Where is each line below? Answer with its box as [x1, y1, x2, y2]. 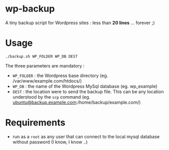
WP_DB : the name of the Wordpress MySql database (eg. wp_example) [12, 83, 158, 89]
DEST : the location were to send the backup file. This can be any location [12, 89, 164, 95]
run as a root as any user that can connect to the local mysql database [12, 133, 160, 139]
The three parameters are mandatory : [5, 62, 85, 68]
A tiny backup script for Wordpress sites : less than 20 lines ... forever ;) [5, 20, 155, 26]
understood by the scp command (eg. [12, 94, 91, 100]
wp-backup [5, 3, 55, 15]
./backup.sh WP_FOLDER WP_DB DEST [5, 54, 78, 59]
